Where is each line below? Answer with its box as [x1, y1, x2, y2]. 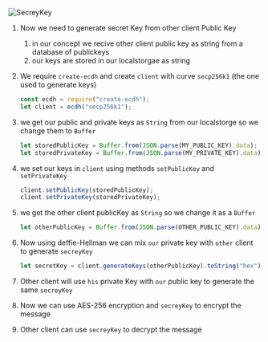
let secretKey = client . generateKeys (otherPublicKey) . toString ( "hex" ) [19, 262, 262, 271]
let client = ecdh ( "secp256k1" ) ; [19, 103, 132, 111]
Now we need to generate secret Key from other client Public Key [19, 23, 237, 32]
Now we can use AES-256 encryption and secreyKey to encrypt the [19, 301, 242, 310]
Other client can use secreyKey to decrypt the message [19, 325, 202, 334]
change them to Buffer [19, 125, 96, 136]
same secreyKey [19, 285, 73, 295]
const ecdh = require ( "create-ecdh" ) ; [19, 96, 150, 104]
